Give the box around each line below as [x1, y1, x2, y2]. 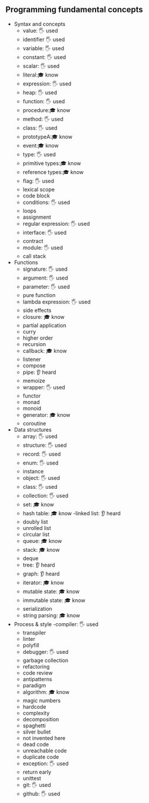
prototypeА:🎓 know [22, 133, 73, 140]
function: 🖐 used [22, 97, 65, 105]
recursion [22, 340, 46, 347]
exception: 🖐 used [22, 760, 69, 767]
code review [22, 669, 53, 676]
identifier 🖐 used [22, 35, 65, 43]
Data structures [13, 426, 52, 433]
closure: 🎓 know [22, 313, 65, 320]
